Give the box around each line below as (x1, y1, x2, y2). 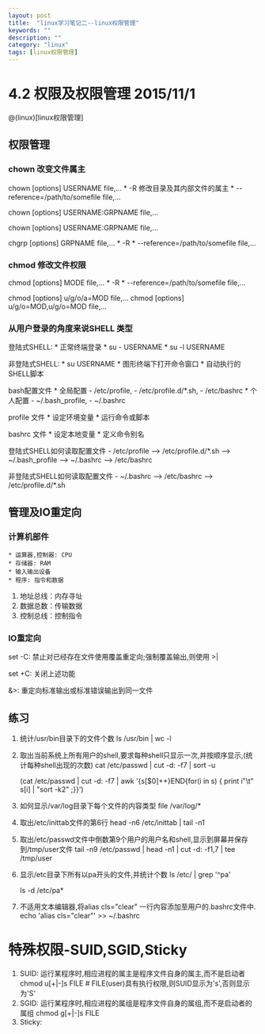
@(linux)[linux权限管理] (8, 112, 84, 122)
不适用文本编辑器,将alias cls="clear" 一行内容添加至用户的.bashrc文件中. (19, 902, 256, 911)
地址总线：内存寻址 (19, 591, 83, 600)
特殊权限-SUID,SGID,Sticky (8, 941, 187, 959)
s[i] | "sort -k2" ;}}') (19, 785, 85, 794)
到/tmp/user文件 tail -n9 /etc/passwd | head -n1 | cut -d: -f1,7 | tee (19, 845, 236, 854)
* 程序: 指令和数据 (8, 576, 64, 584)
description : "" (8, 33, 62, 42)
